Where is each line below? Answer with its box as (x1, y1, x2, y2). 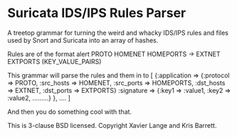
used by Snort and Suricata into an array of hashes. (7, 35, 159, 44)
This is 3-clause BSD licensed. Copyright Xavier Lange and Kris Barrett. (7, 121, 217, 129)
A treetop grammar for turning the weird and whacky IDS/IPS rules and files (7, 28, 229, 37)
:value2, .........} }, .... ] (7, 94, 71, 102)
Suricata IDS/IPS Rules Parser (7, 5, 186, 21)
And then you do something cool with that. (7, 107, 132, 116)
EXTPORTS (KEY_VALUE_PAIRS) (7, 57, 102, 65)
